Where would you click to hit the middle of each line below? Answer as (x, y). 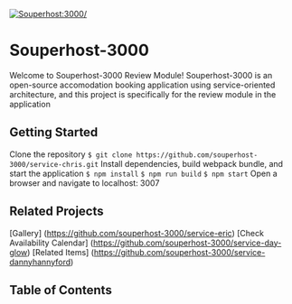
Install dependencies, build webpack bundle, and (192, 163)
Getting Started (54, 132)
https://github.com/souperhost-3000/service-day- (188, 243)
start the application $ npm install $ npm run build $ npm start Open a (143, 173)
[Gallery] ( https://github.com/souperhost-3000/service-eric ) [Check (137, 233)
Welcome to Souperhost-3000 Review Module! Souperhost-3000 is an (141, 75)
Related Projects (57, 212)
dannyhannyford (40, 262)
